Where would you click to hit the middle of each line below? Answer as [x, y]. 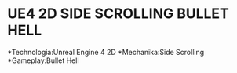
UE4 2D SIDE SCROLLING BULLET [118, 14]
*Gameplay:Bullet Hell [43, 60]
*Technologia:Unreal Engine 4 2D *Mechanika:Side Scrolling [106, 52]
